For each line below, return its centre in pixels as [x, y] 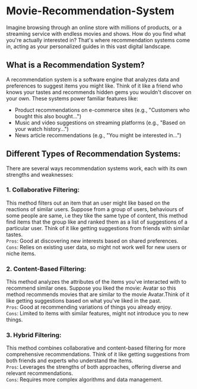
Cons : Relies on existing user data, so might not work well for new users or [96, 247]
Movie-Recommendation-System [90, 11]
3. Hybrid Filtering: [34, 335]
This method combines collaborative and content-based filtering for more [96, 348]
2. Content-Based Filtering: [46, 269]
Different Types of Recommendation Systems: [93, 154]
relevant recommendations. [39, 374]
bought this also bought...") [48, 116]
